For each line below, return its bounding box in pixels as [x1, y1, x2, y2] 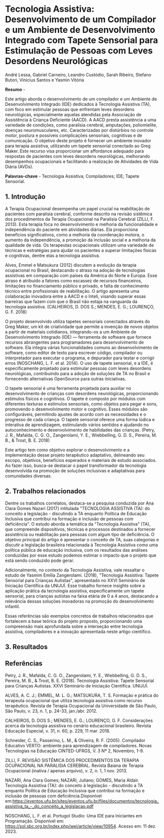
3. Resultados [5, 642, 48, 651]
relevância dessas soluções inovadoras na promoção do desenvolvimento [5, 598, 154, 604]
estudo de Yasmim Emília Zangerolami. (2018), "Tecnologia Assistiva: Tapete [5, 572, 159, 578]
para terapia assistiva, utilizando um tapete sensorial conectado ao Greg [5, 143, 151, 149]
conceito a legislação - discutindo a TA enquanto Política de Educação [5, 510, 147, 516]
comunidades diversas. [5, 473, 52, 479]
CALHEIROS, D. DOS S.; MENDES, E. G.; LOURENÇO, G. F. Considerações [5, 717, 153, 723]
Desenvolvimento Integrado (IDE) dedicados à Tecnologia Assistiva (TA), [5, 101, 151, 107]
